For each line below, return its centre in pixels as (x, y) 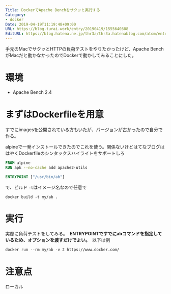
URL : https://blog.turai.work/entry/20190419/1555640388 (67, 29)
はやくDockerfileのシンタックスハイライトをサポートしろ (65, 153)
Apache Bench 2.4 (32, 92)
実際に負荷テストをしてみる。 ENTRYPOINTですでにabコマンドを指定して (84, 234)
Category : (16, 15)
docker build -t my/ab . (32, 197)
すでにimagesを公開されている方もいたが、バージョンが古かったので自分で (84, 129)
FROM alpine (18, 163)
